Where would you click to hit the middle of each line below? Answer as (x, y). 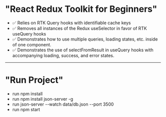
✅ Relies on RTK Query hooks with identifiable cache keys (71, 23)
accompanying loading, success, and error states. (63, 55)
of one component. (32, 44)
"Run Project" (34, 80)
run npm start (26, 109)
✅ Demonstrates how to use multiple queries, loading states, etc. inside (85, 39)
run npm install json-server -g (42, 99)
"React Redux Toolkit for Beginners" (81, 9)
